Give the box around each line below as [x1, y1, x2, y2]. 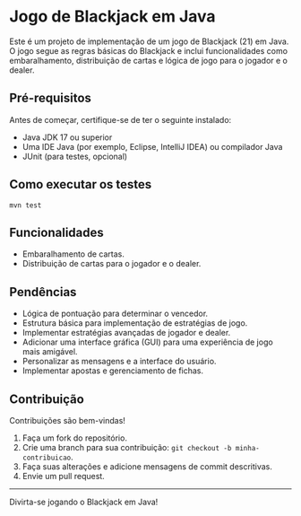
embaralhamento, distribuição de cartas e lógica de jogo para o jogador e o [9, 55, 288, 66]
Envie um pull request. [21, 471, 105, 481]
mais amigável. [21, 346, 78, 357]
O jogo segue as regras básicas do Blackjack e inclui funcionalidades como [9, 45, 288, 56]
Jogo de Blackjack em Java [9, 6, 217, 27]
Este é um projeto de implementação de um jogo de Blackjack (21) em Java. [9, 36, 289, 47]
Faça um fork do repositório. [21, 433, 128, 443]
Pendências [9, 284, 77, 300]
